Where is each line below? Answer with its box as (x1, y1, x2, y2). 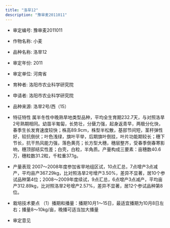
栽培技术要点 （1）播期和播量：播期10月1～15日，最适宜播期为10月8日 (12, 200, 160, 206)
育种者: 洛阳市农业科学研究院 (12, 81, 74, 88)
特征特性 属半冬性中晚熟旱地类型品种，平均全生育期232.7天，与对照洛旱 (12, 114, 165, 120)
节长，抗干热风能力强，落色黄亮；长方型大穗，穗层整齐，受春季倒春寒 (12, 139, 161, 146)
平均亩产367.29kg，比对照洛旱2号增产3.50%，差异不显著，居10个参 (21, 170, 165, 176)
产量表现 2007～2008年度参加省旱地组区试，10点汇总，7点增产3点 (12, 163, 154, 170)
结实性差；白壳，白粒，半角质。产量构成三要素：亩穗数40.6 (35, 146, 161, 152)
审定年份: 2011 (12, 59, 43, 66)
